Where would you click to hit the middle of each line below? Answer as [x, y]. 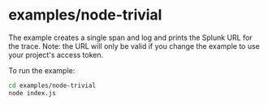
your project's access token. [56, 55]
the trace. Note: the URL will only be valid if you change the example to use [134, 46]
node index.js [32, 93]
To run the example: [42, 70]
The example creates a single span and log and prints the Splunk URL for [131, 37]
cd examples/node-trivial [52, 85]
